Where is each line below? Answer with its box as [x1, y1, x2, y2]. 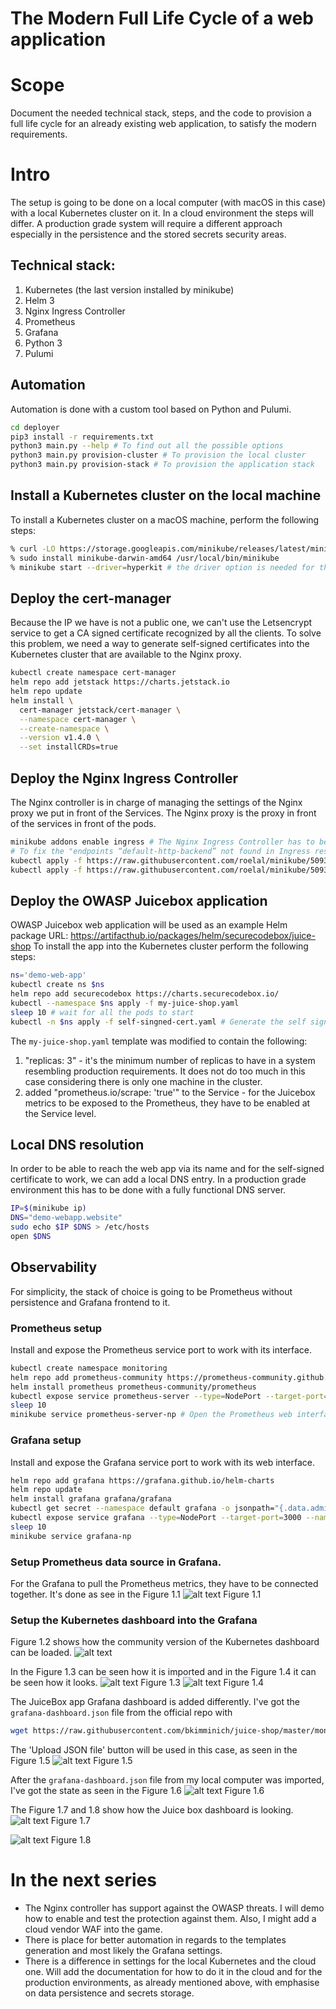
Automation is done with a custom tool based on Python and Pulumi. [10, 403, 292, 415]
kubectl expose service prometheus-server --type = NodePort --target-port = [10, 1391, 329, 1401]
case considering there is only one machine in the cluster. [24, 1075, 263, 1087]
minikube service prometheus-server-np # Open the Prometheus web [10, 1410, 293, 1420]
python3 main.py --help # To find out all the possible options [10, 441, 284, 451]
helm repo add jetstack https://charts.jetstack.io [10, 677, 230, 687]
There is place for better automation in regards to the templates [24, 1934, 287, 1946]
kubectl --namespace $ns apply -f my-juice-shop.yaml [10, 998, 240, 1008]
